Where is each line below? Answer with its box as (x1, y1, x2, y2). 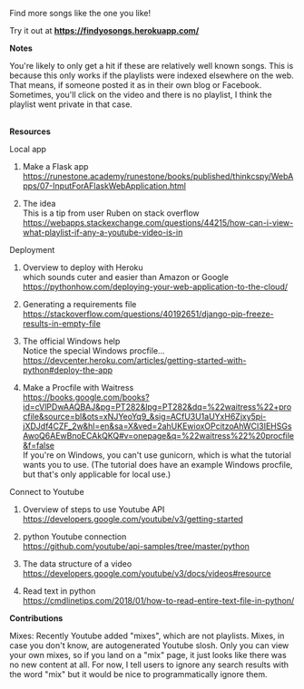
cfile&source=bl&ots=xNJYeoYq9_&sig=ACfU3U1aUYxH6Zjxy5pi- (22, 412, 267, 422)
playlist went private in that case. (9, 99, 133, 110)
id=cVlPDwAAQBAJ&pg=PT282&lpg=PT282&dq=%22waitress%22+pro (22, 402, 292, 412)
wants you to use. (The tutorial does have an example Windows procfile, (22, 460, 293, 470)
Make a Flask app (22, 161, 89, 171)
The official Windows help (22, 335, 121, 346)
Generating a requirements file (22, 299, 137, 309)
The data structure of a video (22, 558, 132, 569)
